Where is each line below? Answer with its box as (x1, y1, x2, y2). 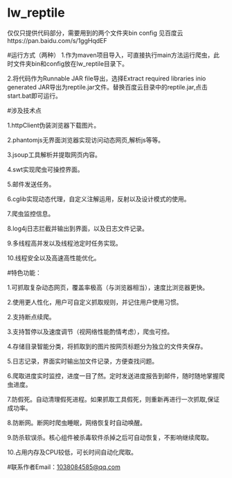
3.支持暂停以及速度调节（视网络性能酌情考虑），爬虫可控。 (7, 327, 174, 336)
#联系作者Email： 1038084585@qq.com (7, 463, 121, 471)
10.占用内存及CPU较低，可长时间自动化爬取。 (7, 447, 137, 456)
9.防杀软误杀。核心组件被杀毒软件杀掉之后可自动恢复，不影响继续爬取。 (7, 433, 213, 441)
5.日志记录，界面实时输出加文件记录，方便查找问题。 (7, 357, 158, 365)
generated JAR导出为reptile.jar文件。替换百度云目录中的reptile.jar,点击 (7, 83, 208, 91)
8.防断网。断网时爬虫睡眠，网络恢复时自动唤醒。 (7, 418, 147, 427)
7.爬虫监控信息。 (7, 210, 55, 218)
